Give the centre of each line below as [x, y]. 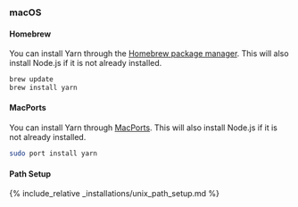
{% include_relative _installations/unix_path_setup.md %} [115, 194]
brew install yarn [43, 87]
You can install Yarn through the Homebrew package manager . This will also [149, 54]
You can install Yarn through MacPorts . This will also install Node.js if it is [144, 128]
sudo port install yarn [54, 153]
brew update [31, 79]
